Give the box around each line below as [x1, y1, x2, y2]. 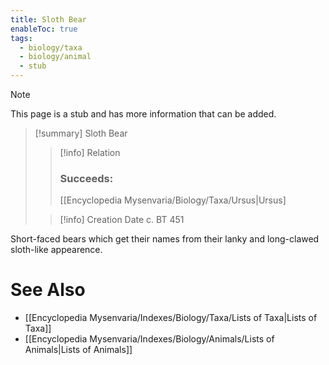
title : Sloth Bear [10, 14, 87, 25]
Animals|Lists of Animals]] [24, 344, 133, 356]
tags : [10, 33, 33, 43]
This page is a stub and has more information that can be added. [10, 108, 277, 120]
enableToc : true [10, 24, 78, 34]
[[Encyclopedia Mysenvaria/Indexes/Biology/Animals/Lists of [24, 333, 275, 345]
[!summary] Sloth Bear [34, 127, 128, 139]
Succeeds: [59, 171, 114, 185]
